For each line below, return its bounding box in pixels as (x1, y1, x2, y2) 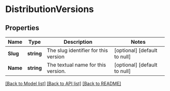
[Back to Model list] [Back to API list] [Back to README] (5, 80, 121, 86)
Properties (5, 24, 39, 32)
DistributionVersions (5, 4, 94, 15)
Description (63, 39, 93, 45)
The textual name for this (47, 61, 106, 68)
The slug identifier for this (47, 47, 108, 54)
